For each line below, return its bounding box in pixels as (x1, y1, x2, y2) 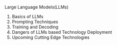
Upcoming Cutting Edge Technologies (11, 34, 90, 40)
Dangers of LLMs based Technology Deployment (11, 29, 113, 35)
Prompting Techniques (11, 19, 58, 24)
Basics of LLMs (11, 14, 44, 19)
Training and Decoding (11, 24, 59, 30)
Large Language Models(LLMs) (4, 4, 69, 10)
